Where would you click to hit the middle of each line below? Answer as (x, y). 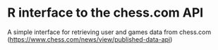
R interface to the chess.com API (105, 13)
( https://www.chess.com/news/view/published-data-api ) (90, 39)
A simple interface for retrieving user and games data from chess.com (109, 32)
